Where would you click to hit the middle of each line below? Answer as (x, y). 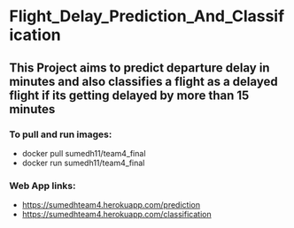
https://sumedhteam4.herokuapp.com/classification (116, 215)
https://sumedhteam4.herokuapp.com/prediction (111, 205)
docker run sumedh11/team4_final (83, 163)
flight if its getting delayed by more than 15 (129, 95)
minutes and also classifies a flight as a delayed (143, 81)
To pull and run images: (61, 134)
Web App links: (43, 186)
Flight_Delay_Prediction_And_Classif (147, 16)
